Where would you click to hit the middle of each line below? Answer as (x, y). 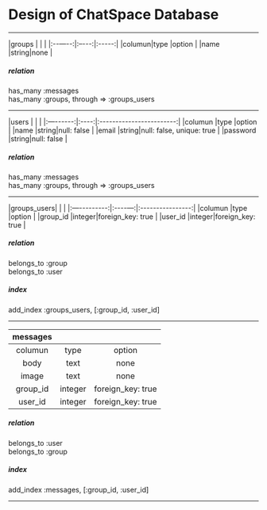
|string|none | (31, 52)
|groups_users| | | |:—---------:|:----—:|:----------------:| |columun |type (128, 208)
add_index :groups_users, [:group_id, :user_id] (84, 309)
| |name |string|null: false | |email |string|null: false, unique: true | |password (132, 130)
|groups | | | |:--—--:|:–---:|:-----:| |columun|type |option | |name (114, 44)
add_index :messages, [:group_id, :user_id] (79, 489)
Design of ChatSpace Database (114, 15)
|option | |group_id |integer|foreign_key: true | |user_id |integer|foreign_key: (132, 217)
